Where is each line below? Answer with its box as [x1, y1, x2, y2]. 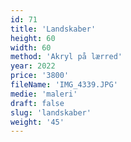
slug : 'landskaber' [10, 107, 92, 118]
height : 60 [10, 33, 56, 43]
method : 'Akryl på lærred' [10, 52, 123, 62]
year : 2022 [10, 61, 56, 71]
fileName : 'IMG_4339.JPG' [10, 80, 118, 90]
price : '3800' [10, 71, 70, 81]
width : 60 [10, 42, 52, 53]
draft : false [10, 98, 65, 108]
